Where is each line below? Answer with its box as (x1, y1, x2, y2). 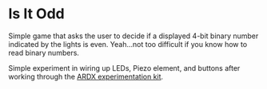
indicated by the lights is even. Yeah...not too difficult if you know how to (8, 39, 248, 48)
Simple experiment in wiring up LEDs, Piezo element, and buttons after (8, 63, 241, 72)
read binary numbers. (8, 48, 80, 57)
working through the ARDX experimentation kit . (8, 72, 164, 81)
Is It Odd (8, 5, 66, 23)
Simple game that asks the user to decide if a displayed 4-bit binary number (8, 31, 259, 41)
